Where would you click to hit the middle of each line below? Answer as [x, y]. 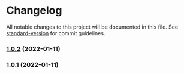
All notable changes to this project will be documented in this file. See [92, 27]
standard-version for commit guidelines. [56, 33]
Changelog [34, 10]
